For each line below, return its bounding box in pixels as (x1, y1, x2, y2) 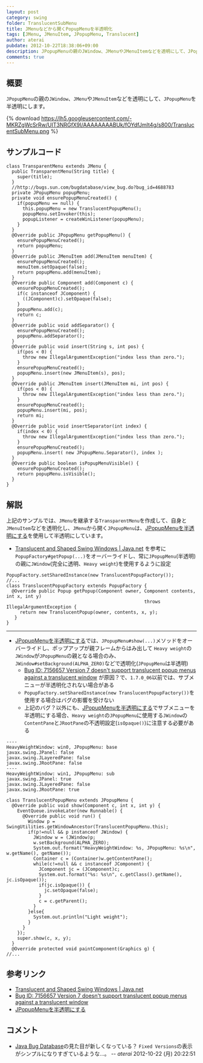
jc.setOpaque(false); (44, 888, 98, 894)
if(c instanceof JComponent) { (17, 290, 96, 297)
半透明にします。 (6, 102, 48, 110)
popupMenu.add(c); (17, 307, 63, 313)
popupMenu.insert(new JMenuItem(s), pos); (17, 371, 126, 377)
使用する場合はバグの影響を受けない (24, 697, 115, 704)
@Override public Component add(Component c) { (11, 280, 134, 286)
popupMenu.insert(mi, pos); (17, 407, 88, 414)
